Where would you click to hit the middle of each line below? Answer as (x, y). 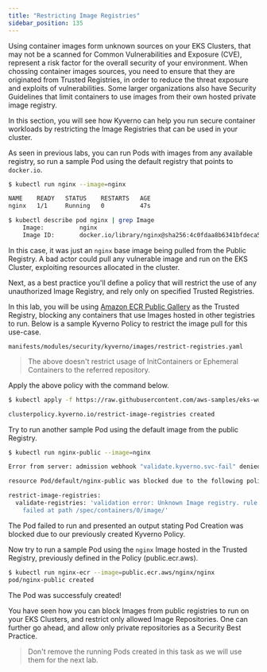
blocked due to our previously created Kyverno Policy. (97, 533)
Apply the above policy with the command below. (89, 385)
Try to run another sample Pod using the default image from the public (124, 429)
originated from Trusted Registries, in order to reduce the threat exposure (128, 80)
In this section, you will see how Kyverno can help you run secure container (132, 120)
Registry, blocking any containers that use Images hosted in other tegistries (132, 315)
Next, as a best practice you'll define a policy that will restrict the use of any (132, 283)
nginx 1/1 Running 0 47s (79, 206)
